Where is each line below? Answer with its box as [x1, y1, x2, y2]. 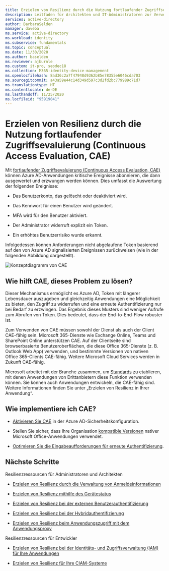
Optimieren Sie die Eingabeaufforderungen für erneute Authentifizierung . [12, 443, 164, 449]
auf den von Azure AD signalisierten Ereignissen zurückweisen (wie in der [5, 247, 158, 253]
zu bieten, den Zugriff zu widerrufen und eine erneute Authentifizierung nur [5, 301, 162, 307]
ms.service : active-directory [5, 31, 69, 36]
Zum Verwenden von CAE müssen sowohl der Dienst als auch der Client [5, 327, 154, 333]
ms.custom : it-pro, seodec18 [5, 64, 66, 69]
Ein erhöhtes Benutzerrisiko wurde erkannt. [12, 232, 103, 238]
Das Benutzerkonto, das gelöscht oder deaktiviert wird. [12, 193, 127, 199]
